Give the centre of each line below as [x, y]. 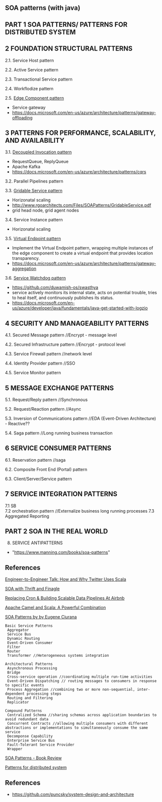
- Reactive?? [17, 424]
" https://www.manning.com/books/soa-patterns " [61, 552]
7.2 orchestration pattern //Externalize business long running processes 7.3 [80, 511]
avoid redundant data [27, 719]
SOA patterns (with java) [43, 8]
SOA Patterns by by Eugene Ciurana [41, 617]
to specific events [25, 685]
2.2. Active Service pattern [32, 69]
